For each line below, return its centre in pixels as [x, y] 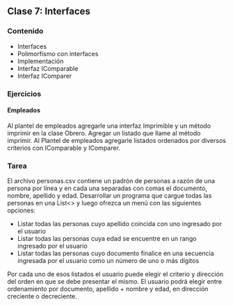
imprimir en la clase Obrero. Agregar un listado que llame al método [104, 133]
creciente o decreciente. [42, 296]
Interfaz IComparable [48, 68]
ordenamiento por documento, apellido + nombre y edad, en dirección [108, 289]
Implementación [40, 61]
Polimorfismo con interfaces [58, 53]
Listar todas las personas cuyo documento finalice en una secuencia [115, 253]
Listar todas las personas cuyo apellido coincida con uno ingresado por [120, 224]
